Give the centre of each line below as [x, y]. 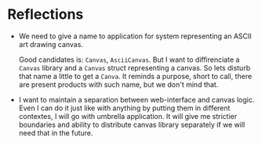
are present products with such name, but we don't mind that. [118, 85]
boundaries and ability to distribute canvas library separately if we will [132, 124]
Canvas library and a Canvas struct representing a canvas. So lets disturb [135, 67]
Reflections [45, 14]
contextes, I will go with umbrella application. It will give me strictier [127, 116]
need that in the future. [56, 133]
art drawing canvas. [51, 44]
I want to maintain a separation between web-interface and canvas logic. [136, 99]
